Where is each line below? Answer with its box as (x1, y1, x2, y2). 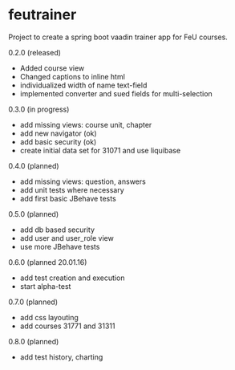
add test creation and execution (19, 273, 125, 283)
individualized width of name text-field (19, 80, 148, 90)
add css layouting (19, 312, 79, 322)
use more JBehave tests (19, 242, 100, 251)
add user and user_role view (19, 233, 114, 242)
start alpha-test (19, 281, 71, 291)
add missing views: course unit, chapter (19, 120, 152, 129)
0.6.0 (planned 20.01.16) (8, 257, 87, 266)
